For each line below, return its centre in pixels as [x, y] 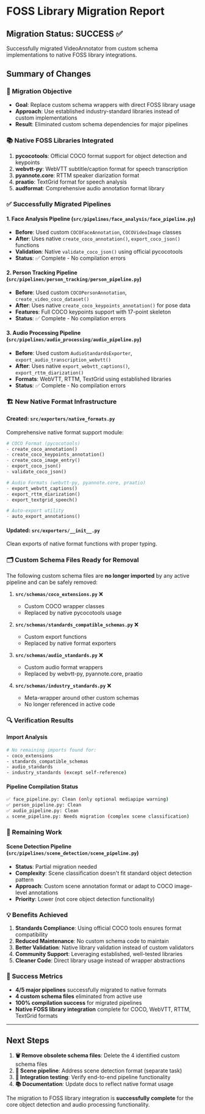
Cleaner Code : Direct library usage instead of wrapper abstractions [100, 961]
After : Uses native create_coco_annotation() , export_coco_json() [98, 239]
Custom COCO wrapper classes [64, 606]
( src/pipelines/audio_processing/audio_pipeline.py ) [74, 339]
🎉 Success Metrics [34, 976]
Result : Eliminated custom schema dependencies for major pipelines [101, 124]
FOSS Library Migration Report [85, 11]
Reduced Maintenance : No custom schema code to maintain [92, 941]
